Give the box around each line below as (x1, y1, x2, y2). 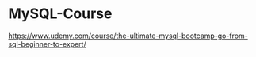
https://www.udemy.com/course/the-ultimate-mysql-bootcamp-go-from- (8, 31, 248, 40)
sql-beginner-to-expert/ (8, 39, 86, 48)
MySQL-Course (8, 5, 113, 23)
